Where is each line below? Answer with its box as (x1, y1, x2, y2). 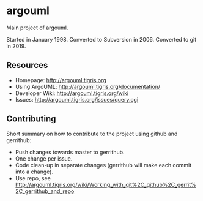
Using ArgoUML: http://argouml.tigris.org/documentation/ (15, 83, 161, 90)
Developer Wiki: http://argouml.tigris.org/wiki (15, 89, 129, 97)
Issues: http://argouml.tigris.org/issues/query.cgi (15, 96, 139, 103)
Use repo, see (15, 174, 51, 181)
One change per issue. (15, 154, 73, 162)
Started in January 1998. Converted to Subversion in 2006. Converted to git (6, 36, 197, 43)
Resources (6, 60, 48, 70)
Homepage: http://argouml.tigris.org (15, 76, 107, 83)
